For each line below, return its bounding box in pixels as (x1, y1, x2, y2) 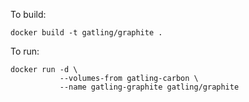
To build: (10, 9, 47, 20)
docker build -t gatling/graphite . (10, 28, 163, 38)
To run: (10, 45, 40, 57)
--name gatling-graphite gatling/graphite (59, 82, 240, 92)
